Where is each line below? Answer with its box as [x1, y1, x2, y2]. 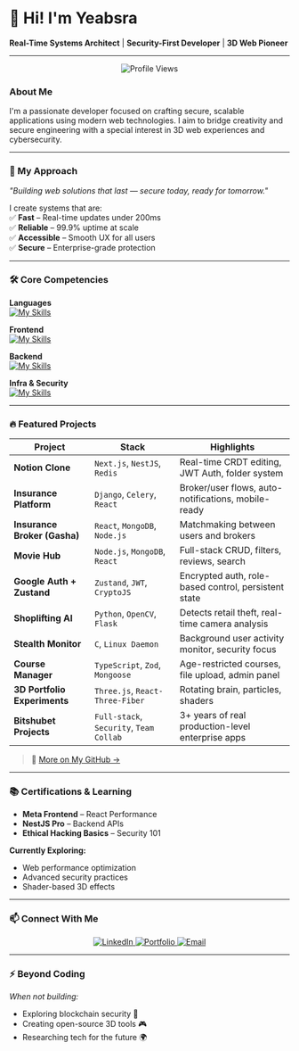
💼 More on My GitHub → [30, 754, 121, 765]
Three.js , [94, 684, 133, 697]
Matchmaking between [179, 518, 276, 531]
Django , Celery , [94, 488, 158, 501]
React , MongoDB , [94, 519, 158, 532]
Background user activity [179, 633, 285, 645]
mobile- [235, 492, 271, 505]
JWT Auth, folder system [179, 468, 284, 480]
